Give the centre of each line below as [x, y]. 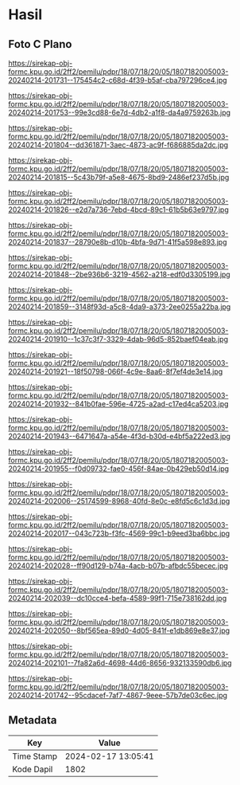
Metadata [33, 720]
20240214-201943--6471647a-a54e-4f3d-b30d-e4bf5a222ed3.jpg [119, 436]
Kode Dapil [33, 769]
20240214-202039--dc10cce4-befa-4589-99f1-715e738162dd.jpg [118, 598]
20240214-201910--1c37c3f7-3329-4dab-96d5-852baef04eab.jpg [118, 339]
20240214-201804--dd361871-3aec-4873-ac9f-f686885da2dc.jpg [118, 145]
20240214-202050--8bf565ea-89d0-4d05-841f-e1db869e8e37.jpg [119, 630]
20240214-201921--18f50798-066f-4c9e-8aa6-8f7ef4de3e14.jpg [116, 371]
